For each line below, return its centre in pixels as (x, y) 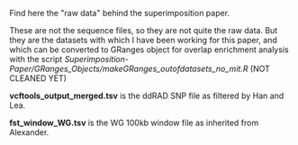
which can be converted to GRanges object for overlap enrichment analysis (149, 50)
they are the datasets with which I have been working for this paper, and (143, 40)
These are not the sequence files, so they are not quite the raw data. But (144, 30)
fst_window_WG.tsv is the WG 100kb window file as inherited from (134, 122)
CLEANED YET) (38, 78)
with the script (36, 59)
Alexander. (29, 132)
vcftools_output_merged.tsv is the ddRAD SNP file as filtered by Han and (147, 95)
